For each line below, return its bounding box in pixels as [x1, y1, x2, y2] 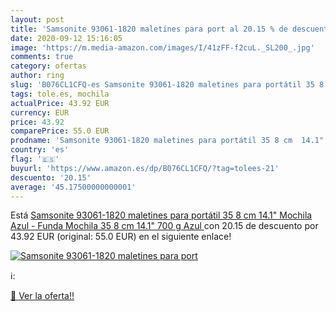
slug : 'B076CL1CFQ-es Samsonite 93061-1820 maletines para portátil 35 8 [10, 80, 325, 90]
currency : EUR [10, 107, 70, 118]
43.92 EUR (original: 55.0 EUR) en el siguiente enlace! [10, 231, 232, 243]
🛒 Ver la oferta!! [10, 290, 75, 302]
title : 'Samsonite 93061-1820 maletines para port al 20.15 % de [10, 24, 288, 34]
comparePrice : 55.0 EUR [10, 126, 110, 136]
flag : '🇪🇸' [10, 154, 60, 164]
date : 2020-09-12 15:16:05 [10, 33, 123, 43]
